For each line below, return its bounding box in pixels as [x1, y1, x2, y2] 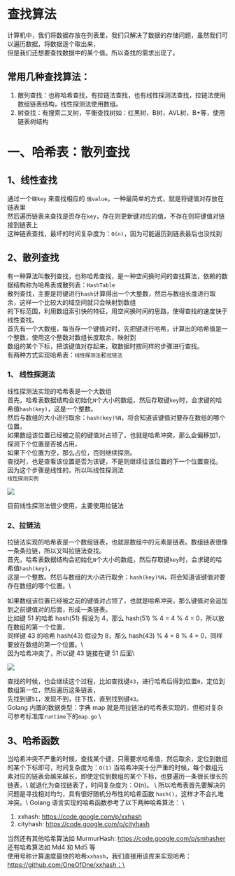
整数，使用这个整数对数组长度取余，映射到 [13, 333, 136, 341]
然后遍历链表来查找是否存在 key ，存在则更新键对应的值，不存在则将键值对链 [7, 212, 225, 220]
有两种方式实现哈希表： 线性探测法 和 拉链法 [7, 350, 123, 359]
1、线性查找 [7, 174, 58, 186]
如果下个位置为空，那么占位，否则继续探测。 [7, 448, 136, 456]
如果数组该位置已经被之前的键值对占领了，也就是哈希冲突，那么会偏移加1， [7, 430, 225, 439]
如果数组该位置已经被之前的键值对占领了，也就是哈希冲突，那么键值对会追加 [7, 596, 228, 605]
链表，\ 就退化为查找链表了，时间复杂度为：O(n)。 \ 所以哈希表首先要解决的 [7, 781, 226, 789]
